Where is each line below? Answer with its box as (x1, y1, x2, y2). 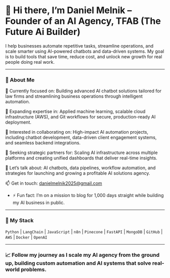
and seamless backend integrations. (5, 140, 81, 146)
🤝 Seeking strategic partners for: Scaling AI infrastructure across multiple (5, 149, 158, 156)
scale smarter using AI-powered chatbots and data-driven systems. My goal (5, 48, 164, 54)
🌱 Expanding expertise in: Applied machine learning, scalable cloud (5, 108, 146, 114)
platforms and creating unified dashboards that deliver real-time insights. (5, 155, 158, 161)
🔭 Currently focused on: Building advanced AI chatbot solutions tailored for (5, 88, 162, 94)
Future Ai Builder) (5, 26, 81, 37)
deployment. (5, 119, 31, 126)
